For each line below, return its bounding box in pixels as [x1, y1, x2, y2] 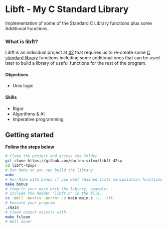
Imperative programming [12, 116, 64, 122]
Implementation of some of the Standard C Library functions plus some [5, 20, 152, 26]
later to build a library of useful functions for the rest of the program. [5, 60, 147, 66]
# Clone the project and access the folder [5, 154, 98, 159]
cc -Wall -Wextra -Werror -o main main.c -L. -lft [5, 196, 113, 201]
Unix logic [12, 83, 34, 89]
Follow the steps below [5, 144, 54, 150]
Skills [5, 94, 17, 100]
